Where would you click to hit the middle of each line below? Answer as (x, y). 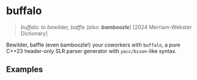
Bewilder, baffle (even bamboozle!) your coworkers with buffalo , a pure (93, 45)
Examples (24, 70)
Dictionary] (34, 33)
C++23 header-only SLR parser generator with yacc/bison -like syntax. (91, 51)
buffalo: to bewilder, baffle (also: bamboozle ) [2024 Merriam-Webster (106, 27)
